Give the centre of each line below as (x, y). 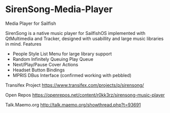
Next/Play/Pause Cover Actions (45, 64)
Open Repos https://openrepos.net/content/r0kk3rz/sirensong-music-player (85, 95)
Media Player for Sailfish (31, 23)
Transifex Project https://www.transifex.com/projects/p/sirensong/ (75, 85)
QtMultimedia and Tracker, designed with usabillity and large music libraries (84, 39)
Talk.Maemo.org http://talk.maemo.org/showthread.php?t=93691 (73, 104)
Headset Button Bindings (39, 70)
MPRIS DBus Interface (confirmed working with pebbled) (72, 75)
